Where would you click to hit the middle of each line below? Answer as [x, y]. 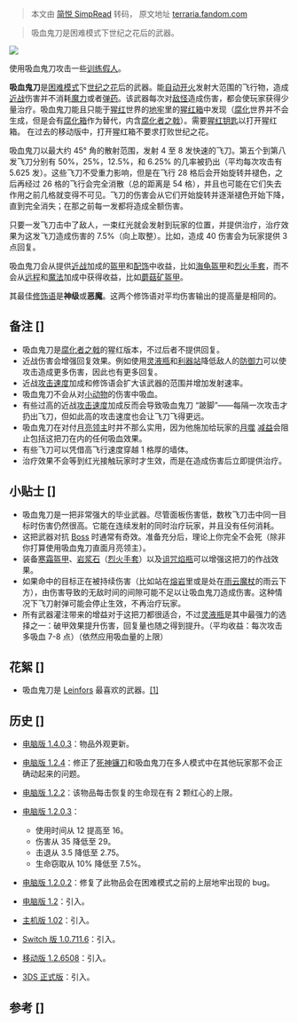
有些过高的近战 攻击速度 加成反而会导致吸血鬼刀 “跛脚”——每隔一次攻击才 [155, 405]
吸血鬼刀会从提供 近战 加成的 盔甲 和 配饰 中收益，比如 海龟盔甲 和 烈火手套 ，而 [145, 266]
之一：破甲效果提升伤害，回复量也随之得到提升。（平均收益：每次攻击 [156, 625]
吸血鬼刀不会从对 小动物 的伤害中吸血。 [92, 393]
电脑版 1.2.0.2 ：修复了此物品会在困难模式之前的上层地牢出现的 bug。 [148, 883]
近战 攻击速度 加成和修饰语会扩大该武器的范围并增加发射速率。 [135, 383]
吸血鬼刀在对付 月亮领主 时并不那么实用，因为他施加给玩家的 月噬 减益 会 [151, 427]
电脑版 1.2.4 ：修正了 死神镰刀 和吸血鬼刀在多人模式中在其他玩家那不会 [149, 763]
